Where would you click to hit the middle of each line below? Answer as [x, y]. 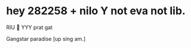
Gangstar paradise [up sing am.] [46, 39]
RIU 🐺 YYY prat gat [29, 27]
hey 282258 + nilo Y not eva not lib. [96, 11]
